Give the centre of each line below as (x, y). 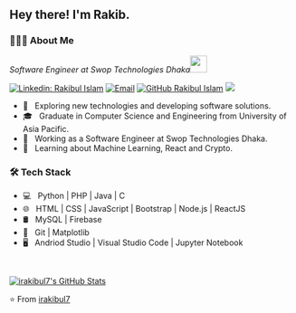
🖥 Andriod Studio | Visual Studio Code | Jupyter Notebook (133, 242)
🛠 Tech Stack (40, 172)
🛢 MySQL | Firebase (62, 219)
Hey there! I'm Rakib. (70, 15)
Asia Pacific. (46, 128)
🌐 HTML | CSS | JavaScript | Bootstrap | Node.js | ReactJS (134, 208)
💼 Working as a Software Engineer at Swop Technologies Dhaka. (145, 138)
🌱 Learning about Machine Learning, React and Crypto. (128, 147)
